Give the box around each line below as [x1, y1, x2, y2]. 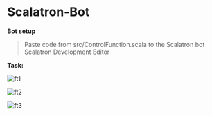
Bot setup [7, 27, 36, 35]
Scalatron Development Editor [24, 48, 110, 56]
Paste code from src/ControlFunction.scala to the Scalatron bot [24, 40, 205, 48]
